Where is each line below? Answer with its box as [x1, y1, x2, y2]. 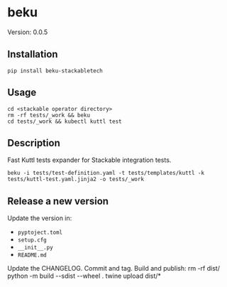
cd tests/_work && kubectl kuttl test [7, 118, 122, 125]
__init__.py [17, 244, 53, 251]
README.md [17, 251, 48, 259]
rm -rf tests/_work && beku [7, 112, 91, 119]
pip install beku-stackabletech [7, 67, 103, 75]
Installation [7, 48, 58, 60]
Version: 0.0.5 [7, 28, 48, 36]
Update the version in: [7, 214, 72, 222]
